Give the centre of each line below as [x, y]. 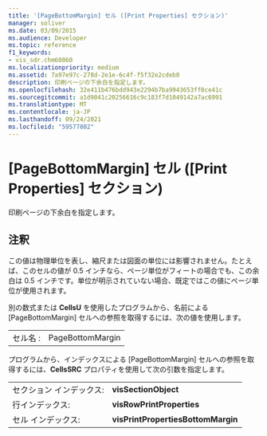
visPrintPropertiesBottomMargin [175, 419]
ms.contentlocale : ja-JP [49, 112]
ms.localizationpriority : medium [64, 68]
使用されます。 [46, 290]
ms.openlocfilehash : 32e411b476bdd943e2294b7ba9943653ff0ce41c [116, 90]
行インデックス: [41, 405]
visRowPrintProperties [156, 404]
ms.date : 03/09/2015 [43, 30]
